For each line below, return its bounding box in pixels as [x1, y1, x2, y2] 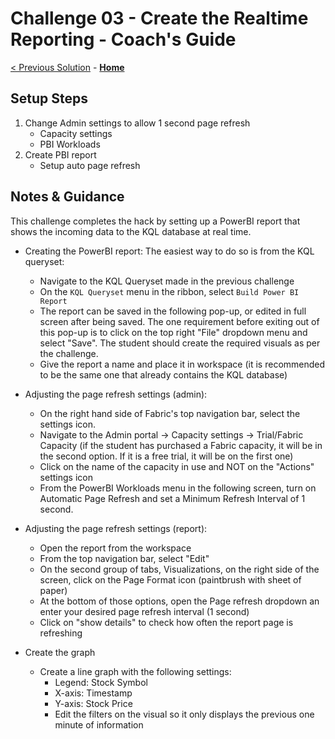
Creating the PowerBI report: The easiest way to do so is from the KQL [24, 245, 315, 257]
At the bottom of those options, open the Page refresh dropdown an [39, 595, 320, 607]
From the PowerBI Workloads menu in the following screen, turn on [39, 482, 317, 494]
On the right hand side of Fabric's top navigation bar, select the [39, 407, 301, 419]
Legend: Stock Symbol [54, 676, 148, 688]
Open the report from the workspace [39, 542, 192, 554]
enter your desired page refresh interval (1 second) [39, 605, 250, 617]
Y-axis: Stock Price [54, 697, 133, 709]
